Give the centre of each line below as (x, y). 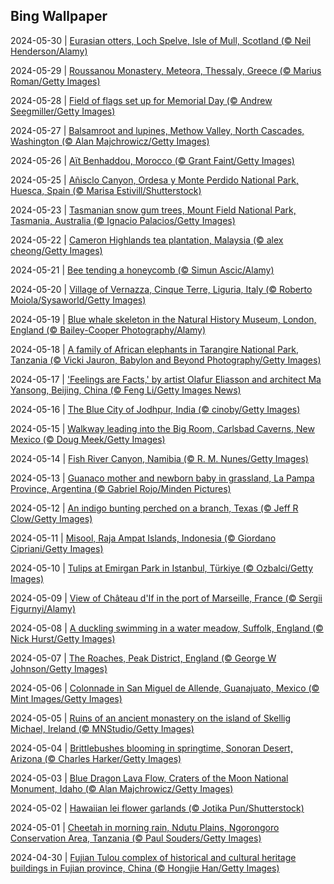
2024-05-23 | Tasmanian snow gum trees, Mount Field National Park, (153, 210)
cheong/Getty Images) (56, 250)
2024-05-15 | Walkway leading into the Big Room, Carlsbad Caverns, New (162, 428)
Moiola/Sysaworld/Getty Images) (78, 300)
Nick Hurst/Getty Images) (63, 638)
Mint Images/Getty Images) (66, 698)
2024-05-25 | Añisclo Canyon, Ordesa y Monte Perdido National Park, (154, 180)
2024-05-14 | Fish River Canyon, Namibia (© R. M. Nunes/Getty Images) (159, 458)
